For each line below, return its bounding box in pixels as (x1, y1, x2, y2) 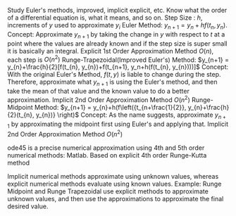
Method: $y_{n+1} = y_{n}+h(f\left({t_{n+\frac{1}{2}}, (34, 103, 187, 111)
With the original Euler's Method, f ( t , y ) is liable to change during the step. (7, 70, 221, 79)
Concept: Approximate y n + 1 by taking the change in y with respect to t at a (7, 30, 225, 40)
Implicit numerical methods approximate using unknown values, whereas (7, 172, 219, 180)
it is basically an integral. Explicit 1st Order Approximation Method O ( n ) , (7, 46, 214, 55)
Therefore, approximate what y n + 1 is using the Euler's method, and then (7, 77, 218, 88)
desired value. (7, 202, 49, 210)
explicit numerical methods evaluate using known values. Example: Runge (7, 179, 222, 188)
